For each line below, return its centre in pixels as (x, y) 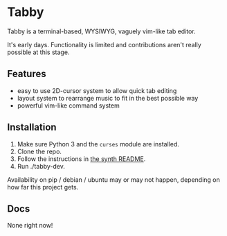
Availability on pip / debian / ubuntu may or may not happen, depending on (113, 179)
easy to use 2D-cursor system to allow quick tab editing (97, 90)
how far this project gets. (43, 187)
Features (27, 74)
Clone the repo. (39, 151)
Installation (32, 127)
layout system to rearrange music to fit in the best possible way (108, 98)
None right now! (30, 226)
